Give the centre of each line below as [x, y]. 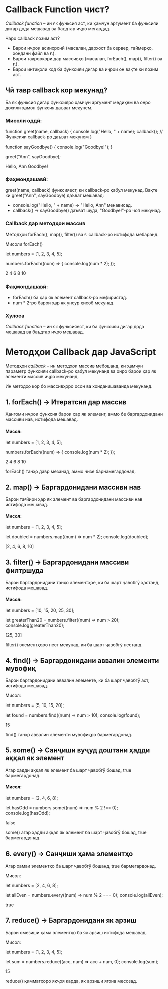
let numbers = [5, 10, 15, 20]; [35, 705]
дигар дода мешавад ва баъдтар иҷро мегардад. [58, 28]
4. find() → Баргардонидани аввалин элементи [82, 661]
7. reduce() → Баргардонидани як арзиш [71, 921]
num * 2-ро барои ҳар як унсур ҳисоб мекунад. [63, 303]
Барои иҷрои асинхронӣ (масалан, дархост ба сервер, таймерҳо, [83, 48]
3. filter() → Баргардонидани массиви [67, 562]
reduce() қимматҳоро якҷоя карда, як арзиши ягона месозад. [71, 981]
